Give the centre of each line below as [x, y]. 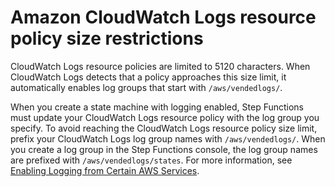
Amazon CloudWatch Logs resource [163, 17]
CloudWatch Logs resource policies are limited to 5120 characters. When [160, 66]
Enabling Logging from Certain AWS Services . [105, 170]
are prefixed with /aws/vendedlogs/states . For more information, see [151, 160]
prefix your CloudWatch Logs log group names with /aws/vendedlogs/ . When [168, 138]
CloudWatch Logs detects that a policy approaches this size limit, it [148, 77]
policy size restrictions [107, 38]
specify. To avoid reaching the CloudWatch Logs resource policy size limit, [164, 128]
